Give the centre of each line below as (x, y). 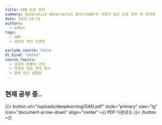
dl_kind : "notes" (23, 55)
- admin (17, 28)
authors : (14, 23)
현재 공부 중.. (24, 94)
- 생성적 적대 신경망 (27, 42)
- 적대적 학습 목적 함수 (30, 69)
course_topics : (21, 59)
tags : (11, 32)
